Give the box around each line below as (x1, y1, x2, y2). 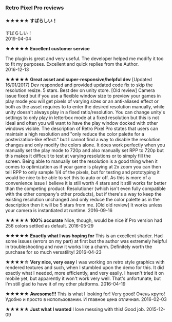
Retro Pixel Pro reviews (5, 4, 64, 11)
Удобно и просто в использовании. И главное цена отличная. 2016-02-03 (5, 296, 167, 302)
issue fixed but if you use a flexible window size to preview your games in (5, 93, 161, 99)
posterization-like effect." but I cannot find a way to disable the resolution (5, 137, 161, 143)
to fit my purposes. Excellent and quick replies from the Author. (5, 61, 139, 67)
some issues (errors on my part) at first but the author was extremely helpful (5, 238, 167, 244)
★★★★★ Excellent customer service (5, 46, 90, 52)
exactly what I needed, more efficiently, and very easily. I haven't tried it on (5, 270, 164, 276)
